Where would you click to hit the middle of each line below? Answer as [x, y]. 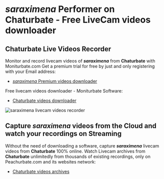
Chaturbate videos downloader [44, 100]
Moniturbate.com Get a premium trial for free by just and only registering [80, 66]
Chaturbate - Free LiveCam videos [78, 20]
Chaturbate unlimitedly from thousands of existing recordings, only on [78, 156]
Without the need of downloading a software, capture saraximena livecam [82, 145]
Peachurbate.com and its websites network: [50, 161]
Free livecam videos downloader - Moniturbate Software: [64, 91]
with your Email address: [30, 71]
